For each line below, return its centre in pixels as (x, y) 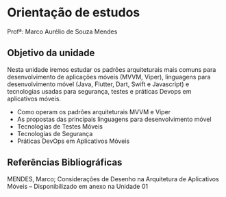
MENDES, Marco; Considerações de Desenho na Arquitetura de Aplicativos (113, 179)
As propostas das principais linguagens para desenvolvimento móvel (114, 119)
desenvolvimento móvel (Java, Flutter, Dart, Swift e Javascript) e (98, 84)
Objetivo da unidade (51, 53)
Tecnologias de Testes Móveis (60, 126)
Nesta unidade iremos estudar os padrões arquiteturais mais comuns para (112, 69)
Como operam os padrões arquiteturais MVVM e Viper (94, 111)
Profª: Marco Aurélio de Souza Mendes (62, 31)
